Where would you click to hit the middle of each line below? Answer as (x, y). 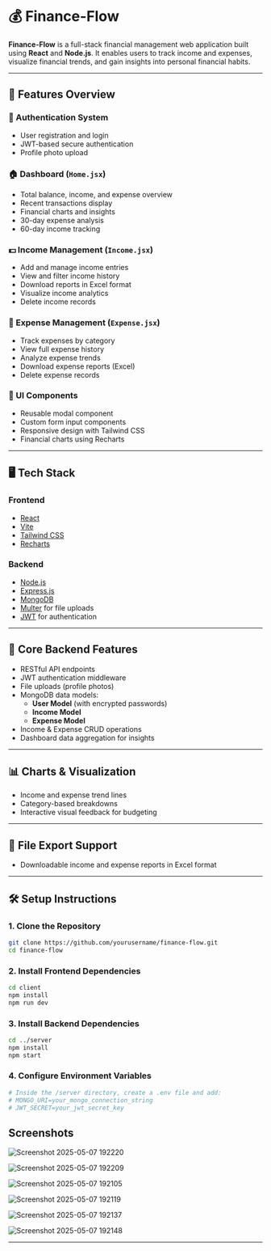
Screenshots (41, 1133)
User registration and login (64, 135)
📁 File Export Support (63, 845)
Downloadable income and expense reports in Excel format (118, 865)
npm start (25, 1055)
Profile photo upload (54, 152)
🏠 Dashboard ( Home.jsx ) (57, 174)
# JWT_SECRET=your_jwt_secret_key (67, 1108)
